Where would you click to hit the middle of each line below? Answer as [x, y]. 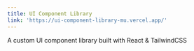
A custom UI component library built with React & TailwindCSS [97, 40]
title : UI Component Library [50, 14]
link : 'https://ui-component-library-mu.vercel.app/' [88, 20]
